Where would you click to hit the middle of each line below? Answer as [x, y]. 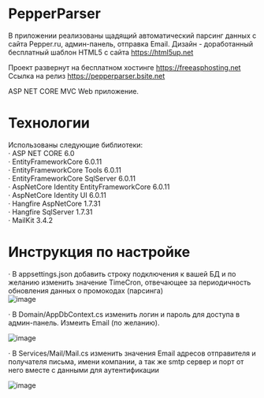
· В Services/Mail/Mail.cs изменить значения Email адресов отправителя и [132, 353]
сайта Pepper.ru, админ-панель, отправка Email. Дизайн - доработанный [131, 43]
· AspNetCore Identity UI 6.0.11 [57, 195]
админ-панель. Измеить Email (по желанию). [84, 322]
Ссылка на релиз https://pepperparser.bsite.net [87, 76]
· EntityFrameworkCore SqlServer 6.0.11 [72, 178]
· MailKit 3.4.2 [31, 220]
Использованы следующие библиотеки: [76, 145]
